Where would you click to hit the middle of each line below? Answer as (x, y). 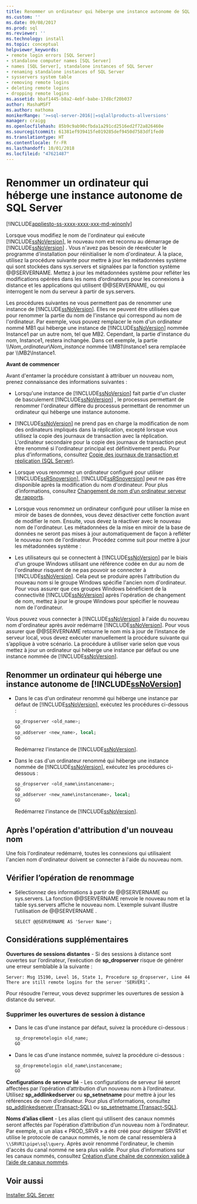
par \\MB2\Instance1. (31, 353)
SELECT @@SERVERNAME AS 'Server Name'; (63, 922)
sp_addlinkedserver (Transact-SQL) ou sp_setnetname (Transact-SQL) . (92, 1107)
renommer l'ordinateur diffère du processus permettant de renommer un (102, 406)
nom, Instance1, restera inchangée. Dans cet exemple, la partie (82, 340)
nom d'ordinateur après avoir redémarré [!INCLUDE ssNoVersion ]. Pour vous (98, 625)
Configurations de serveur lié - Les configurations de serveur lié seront (93, 1082)
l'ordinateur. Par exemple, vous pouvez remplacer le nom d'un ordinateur (94, 322)
